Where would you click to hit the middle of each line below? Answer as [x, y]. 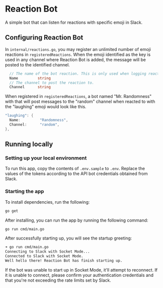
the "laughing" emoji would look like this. [46, 107]
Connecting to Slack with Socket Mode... [48, 252]
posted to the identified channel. [38, 64]
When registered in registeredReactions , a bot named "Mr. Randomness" [78, 96]
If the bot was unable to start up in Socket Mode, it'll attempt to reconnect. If [81, 270]
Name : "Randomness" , [39, 120]
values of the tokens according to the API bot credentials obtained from [76, 174]
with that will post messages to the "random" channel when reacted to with [80, 102]
